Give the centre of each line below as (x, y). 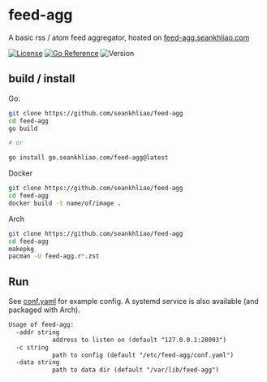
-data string (38, 362)
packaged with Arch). (45, 310)
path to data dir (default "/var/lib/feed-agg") (136, 370)
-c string (32, 347)
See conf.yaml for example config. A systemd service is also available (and (133, 302)
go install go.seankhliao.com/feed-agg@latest (88, 158)
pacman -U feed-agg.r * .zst (54, 256)
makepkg (22, 249)
